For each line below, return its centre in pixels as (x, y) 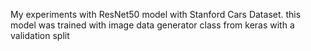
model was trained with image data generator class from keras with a (152, 25)
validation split (40, 35)
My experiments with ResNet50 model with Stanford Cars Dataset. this (156, 14)
